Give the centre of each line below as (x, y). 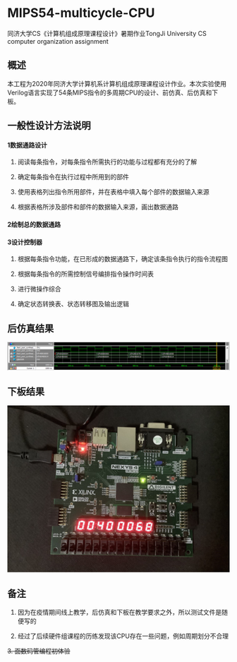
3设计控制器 (25, 242)
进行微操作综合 (39, 289)
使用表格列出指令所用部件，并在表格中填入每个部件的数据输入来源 (113, 192)
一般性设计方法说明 (49, 126)
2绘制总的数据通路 (34, 224)
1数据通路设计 (28, 145)
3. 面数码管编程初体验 (39, 651)
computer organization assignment (58, 41)
